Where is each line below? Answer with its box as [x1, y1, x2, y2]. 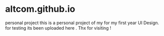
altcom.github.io [5, 3, 76, 15]
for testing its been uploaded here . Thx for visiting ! [5, 25, 111, 31]
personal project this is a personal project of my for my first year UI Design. [5, 20, 160, 26]
